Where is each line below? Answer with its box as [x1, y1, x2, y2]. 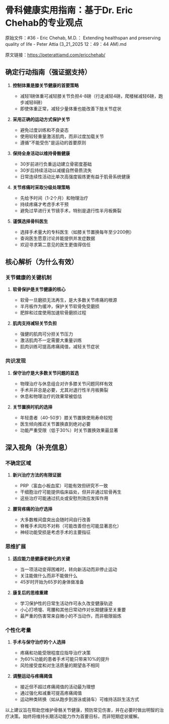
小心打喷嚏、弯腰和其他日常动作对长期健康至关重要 [20, 606, 126, 612]
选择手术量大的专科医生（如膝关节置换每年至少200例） [20, 229, 134, 235]
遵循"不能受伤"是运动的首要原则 [20, 139, 87, 146]
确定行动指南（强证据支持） [5, 68, 92, 77]
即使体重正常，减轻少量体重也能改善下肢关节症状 [20, 105, 122, 111]
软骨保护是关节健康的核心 [12, 286, 66, 293]
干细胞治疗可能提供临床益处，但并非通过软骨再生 [20, 489, 122, 495]
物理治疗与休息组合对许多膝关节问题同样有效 [20, 381, 113, 387]
